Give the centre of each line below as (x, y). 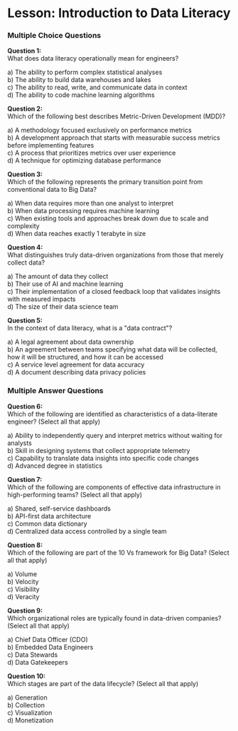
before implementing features (51, 145)
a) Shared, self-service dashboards (59, 508)
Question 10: (27, 676)
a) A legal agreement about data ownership (71, 342)
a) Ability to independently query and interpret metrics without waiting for (115, 435)
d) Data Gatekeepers (38, 662)
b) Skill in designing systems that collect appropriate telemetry (99, 450)
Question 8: (25, 545)
